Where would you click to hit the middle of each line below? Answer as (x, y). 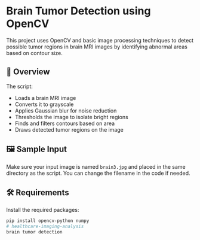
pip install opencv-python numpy (48, 221)
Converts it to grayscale (44, 104)
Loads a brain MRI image (45, 98)
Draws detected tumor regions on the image (69, 129)
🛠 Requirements (38, 192)
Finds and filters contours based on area (65, 123)
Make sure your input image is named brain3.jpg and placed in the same (96, 166)
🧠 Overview (28, 72)
